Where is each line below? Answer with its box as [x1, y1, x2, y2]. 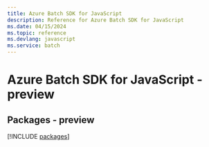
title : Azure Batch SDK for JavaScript [7, 10, 122, 17]
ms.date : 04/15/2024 [7, 23, 67, 30]
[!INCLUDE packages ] [7, 133, 70, 140]
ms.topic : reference [7, 29, 67, 37]
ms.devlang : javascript [7, 36, 76, 43]
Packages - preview [7, 114, 95, 126]
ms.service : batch [7, 42, 60, 49]
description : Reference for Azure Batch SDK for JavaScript [7, 17, 185, 23]
